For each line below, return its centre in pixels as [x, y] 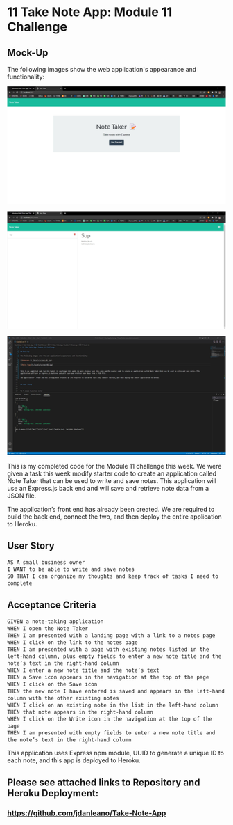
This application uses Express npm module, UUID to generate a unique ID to [115, 753]
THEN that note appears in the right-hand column [80, 712]
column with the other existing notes [63, 698]
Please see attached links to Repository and [104, 782]
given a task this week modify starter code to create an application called [112, 473]
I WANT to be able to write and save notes [71, 569]
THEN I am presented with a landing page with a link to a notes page [111, 636]
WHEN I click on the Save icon [52, 684]
